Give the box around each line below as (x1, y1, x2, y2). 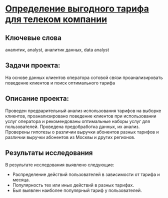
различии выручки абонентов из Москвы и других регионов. (5, 134, 135, 140)
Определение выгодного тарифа (5, 3, 149, 14)
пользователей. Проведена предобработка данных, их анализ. (5, 123, 140, 129)
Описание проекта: (5, 94, 69, 103)
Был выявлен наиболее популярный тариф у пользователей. (12, 187, 142, 193)
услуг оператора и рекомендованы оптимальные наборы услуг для (5, 118, 150, 124)
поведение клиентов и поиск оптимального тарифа (5, 79, 115, 85)
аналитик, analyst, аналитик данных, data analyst (5, 47, 109, 52)
